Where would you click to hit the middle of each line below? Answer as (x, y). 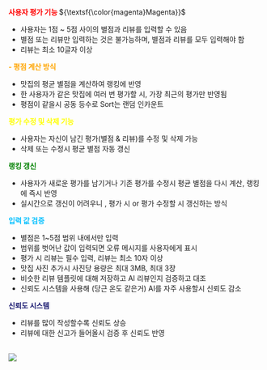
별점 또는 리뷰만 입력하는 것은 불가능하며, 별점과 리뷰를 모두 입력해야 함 (132, 39)
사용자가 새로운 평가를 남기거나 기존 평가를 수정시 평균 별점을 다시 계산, (132, 183)
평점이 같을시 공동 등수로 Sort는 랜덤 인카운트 (92, 104)
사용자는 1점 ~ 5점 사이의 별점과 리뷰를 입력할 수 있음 (104, 29)
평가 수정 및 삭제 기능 (41, 121)
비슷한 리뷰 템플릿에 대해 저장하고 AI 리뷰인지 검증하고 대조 (113, 278)
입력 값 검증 (27, 221)
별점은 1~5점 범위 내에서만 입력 (69, 238)
